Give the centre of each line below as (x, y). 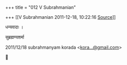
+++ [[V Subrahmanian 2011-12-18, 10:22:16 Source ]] (60, 17)
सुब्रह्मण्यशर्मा (15, 37)
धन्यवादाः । (14, 27)
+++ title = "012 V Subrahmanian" (41, 7)
